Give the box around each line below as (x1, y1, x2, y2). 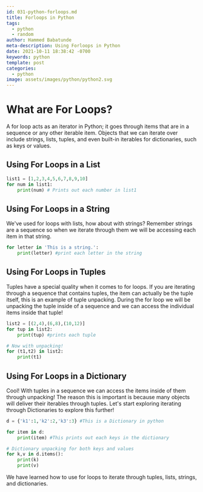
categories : (6, 65, 36, 72)
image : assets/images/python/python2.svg (6, 76, 113, 83)
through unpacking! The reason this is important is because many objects (6, 393, 190, 400)
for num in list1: (6, 181, 53, 187)
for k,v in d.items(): (6, 451, 64, 457)
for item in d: (6, 429, 45, 435)
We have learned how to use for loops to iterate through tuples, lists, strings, (6, 474, 197, 481)
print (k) (17, 457, 39, 463)
